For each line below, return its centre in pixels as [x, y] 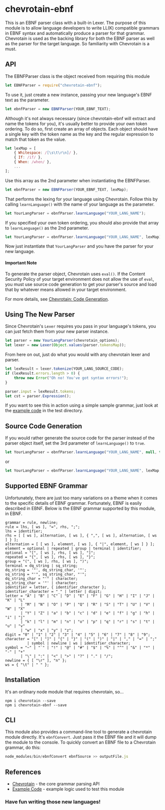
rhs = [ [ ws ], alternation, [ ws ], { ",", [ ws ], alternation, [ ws [81, 535]
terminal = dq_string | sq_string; [41, 566]
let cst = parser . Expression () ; [38, 396]
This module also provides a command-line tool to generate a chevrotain [79, 732]
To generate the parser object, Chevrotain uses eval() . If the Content [75, 274]
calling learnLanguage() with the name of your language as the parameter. [80, 204]
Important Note [21, 262]
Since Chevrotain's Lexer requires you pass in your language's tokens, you [81, 326]
